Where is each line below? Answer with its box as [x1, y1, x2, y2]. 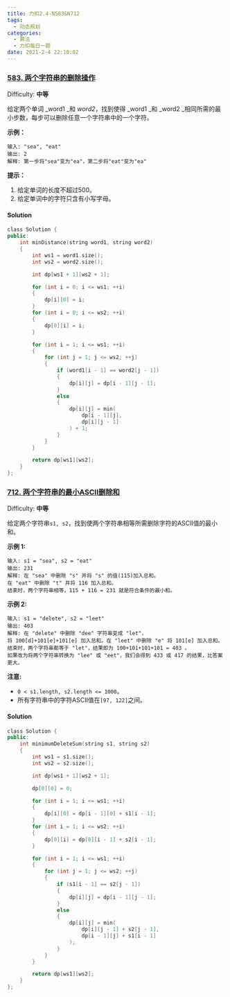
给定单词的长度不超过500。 [17, 186, 96, 194]
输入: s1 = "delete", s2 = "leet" [7, 615, 105, 623]
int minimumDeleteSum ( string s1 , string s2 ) [19, 740, 150, 747]
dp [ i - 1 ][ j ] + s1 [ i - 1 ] [81, 933, 157, 939]
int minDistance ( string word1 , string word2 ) [19, 239, 154, 246]
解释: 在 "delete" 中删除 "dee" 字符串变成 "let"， [7, 630, 147, 637]
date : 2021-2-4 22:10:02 [7, 49, 79, 56]
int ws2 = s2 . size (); [32, 760, 95, 767]
